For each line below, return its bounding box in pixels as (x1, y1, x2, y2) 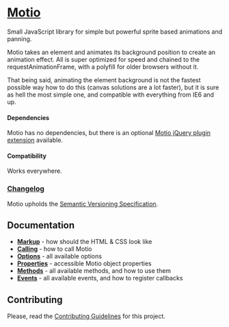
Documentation (7, 219, 75, 231)
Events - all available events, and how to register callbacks (16, 274, 183, 282)
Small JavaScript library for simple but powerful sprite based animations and (7, 27, 223, 36)
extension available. (7, 136, 64, 145)
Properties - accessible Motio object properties (16, 259, 152, 268)
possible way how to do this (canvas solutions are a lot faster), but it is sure (7, 83, 219, 91)
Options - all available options (16, 252, 103, 261)
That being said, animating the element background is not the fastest (7, 75, 201, 84)
